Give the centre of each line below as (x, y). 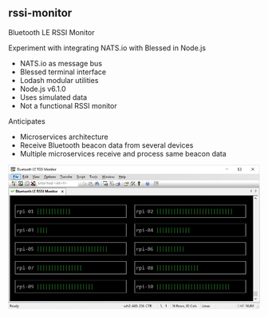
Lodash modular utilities (59, 80)
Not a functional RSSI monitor (68, 105)
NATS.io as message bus (61, 63)
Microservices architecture (64, 137)
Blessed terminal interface (63, 72)
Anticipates (27, 121)
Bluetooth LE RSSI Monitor (51, 32)
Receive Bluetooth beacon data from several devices (106, 145)
